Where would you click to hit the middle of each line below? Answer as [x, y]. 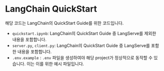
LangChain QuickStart [51, 9]
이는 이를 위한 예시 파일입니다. [55, 64]
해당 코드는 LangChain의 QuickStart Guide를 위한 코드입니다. [64, 23]
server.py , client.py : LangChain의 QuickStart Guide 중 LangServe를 [81, 45]
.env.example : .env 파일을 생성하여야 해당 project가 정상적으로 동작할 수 [82, 57]
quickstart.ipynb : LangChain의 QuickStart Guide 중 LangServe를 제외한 [84, 33]
